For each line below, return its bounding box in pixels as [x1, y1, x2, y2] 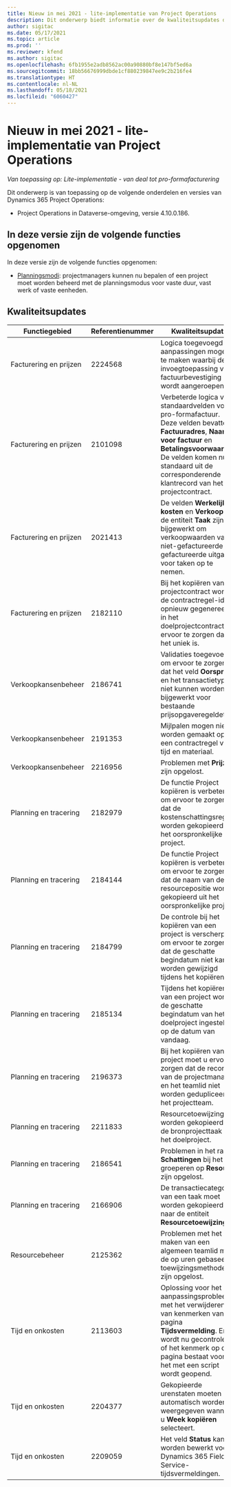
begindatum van [160, 1009, 213, 1019]
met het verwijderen [160, 1300, 225, 1309]
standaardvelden [160, 401, 215, 410]
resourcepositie [160, 883, 211, 893]
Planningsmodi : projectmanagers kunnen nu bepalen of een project [16, 271, 208, 280]
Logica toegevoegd [160, 338, 223, 348]
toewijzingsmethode [160, 1263, 226, 1272]
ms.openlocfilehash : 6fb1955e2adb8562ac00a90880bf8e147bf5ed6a [7, 61, 192, 68]
